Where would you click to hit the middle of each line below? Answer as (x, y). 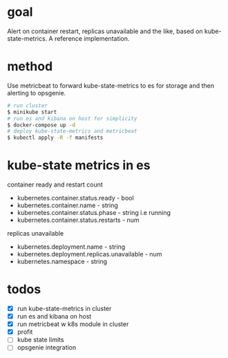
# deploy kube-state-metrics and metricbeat (72, 131)
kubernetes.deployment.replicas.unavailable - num (89, 254)
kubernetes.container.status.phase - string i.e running (94, 213)
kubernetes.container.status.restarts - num (78, 220)
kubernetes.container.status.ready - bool (75, 198)
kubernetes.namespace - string (62, 262)
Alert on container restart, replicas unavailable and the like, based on (105, 31)
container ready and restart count (55, 185)
